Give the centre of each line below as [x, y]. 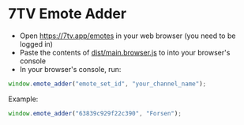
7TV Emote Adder [68, 14]
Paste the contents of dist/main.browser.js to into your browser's [125, 52]
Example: [23, 99]
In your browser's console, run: [70, 69]
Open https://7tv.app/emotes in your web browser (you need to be [128, 36]
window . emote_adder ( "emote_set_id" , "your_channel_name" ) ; [107, 84]
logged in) [36, 44]
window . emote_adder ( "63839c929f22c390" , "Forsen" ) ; [95, 113]
